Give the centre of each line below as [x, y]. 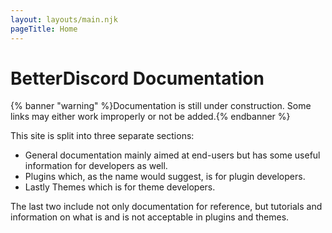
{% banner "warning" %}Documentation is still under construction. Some [161, 106]
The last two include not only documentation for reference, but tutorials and [166, 207]
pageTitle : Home [44, 29]
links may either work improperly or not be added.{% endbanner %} [150, 117]
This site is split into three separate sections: [102, 136]
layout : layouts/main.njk [64, 19]
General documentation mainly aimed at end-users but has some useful [172, 155]
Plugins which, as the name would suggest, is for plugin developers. [165, 177]
